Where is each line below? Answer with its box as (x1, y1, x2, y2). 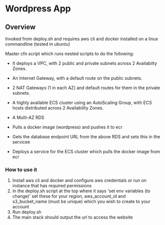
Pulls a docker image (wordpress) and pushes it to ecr (12, 124, 123, 130)
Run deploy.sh (12, 209, 42, 215)
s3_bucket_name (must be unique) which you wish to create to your (12, 199, 151, 205)
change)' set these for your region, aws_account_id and (12, 193, 126, 199)
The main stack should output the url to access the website (12, 214, 133, 221)
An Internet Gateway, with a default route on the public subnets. (12, 75, 142, 81)
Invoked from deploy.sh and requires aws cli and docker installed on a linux (5, 36, 159, 42)
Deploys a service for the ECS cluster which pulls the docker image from (12, 149, 161, 154)
